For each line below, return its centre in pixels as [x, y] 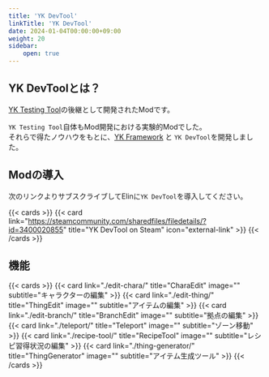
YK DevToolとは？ [55, 89]
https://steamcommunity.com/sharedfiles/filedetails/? [117, 221]
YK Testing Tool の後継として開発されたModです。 [92, 109]
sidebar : [23, 46]
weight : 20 [27, 39]
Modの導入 [36, 175]
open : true [41, 54]
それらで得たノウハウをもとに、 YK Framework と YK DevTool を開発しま [128, 137]
